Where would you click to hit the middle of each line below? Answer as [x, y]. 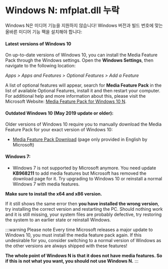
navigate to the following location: [40, 66]
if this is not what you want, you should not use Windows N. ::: [72, 261]
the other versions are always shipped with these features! [66, 246]
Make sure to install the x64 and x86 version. [54, 194]
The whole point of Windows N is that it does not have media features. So [84, 255]
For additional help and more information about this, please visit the [75, 96]
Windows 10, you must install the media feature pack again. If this [73, 235]
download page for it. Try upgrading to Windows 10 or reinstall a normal [87, 178]
